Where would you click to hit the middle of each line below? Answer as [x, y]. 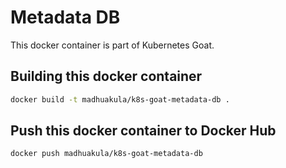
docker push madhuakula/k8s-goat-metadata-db [106, 154]
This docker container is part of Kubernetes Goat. [112, 45]
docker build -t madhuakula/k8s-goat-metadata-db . [120, 99]
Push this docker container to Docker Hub [143, 131]
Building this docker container [106, 76]
